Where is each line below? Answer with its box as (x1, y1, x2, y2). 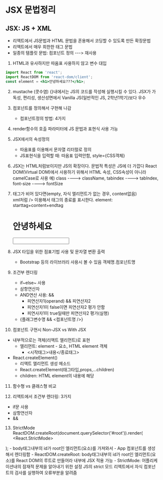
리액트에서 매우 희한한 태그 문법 (12, 44, 72, 49)
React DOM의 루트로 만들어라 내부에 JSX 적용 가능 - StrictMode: (16, 457, 141, 463)
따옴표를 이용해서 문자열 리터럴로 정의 (19, 146, 92, 152)
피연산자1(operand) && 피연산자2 (27, 298, 91, 304)
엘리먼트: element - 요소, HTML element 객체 (19, 343, 108, 349)
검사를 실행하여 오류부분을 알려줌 (14, 469, 77, 476)
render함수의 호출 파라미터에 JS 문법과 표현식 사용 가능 (12, 125, 118, 132)
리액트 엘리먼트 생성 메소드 (19, 360, 71, 366)
